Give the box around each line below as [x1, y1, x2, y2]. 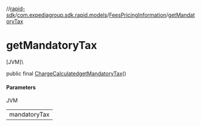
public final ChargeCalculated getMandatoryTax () [6, 70, 127, 77]
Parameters [6, 84, 36, 91]
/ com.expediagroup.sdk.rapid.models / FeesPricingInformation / [14, 11, 169, 19]
